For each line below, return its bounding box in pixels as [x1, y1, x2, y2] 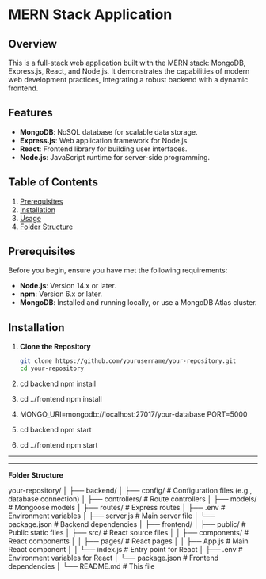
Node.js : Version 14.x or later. [19, 281, 117, 291]
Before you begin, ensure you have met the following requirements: [8, 265, 228, 275]
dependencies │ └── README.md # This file [8, 562, 156, 571]
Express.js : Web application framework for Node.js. [19, 135, 190, 145]
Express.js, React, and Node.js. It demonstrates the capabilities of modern [8, 67, 250, 76]
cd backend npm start [19, 425, 93, 434]
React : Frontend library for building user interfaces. [19, 144, 188, 154]
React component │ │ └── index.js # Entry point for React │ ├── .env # [8, 545, 243, 554]
